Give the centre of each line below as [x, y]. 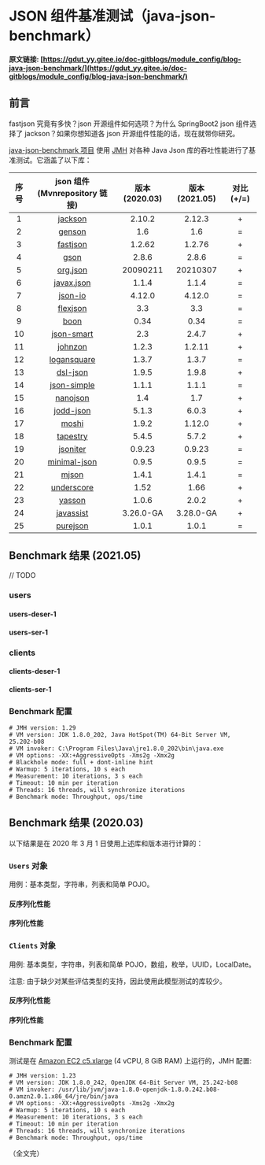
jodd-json [72, 410]
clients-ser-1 [30, 689]
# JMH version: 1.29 [43, 728]
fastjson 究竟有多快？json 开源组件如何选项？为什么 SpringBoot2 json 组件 [129, 124]
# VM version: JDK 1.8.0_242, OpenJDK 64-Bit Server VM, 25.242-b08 [123, 1083]
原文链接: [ [26, 59]
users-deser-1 [33, 614]
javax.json [72, 283]
